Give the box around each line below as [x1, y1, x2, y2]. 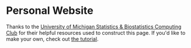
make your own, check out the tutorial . [6, 35, 99, 42]
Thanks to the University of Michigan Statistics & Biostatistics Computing [6, 23, 182, 30]
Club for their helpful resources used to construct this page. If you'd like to [6, 29, 186, 36]
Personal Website [6, 4, 93, 17]
